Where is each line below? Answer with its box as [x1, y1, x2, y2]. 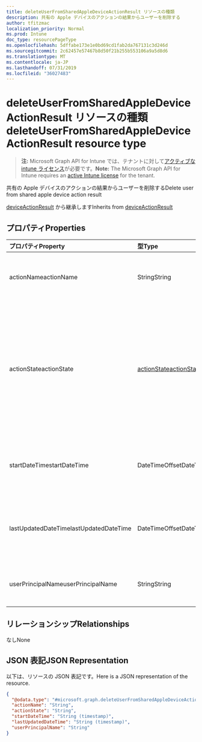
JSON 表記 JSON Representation [6, 655, 129, 666]
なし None [6, 636, 31, 643]
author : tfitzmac [6, 20, 50, 26]
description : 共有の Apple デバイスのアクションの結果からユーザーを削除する [6, 14, 181, 20]
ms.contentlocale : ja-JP [6, 59, 69, 65]
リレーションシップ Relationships [6, 619, 130, 629]
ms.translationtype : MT [6, 54, 66, 60]
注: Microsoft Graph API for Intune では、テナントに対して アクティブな [20, 158, 196, 165]
